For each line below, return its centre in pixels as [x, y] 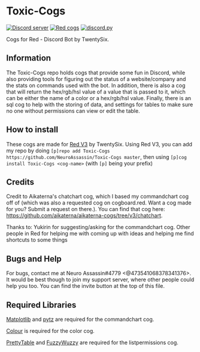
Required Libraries [41, 305]
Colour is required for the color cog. [50, 331]
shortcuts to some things [37, 240]
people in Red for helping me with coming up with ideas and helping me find [100, 234]
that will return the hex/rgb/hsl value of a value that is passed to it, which [96, 92]
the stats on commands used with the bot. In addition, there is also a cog [96, 85]
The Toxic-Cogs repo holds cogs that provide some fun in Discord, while [96, 73]
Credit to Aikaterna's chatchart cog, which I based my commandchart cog [98, 197]
